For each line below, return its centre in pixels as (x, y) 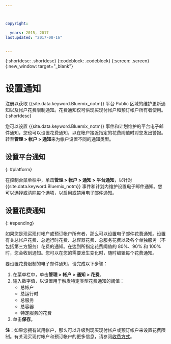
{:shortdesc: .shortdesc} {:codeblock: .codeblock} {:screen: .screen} (77, 61)
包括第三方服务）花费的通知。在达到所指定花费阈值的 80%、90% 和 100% (83, 246)
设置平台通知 (25, 157)
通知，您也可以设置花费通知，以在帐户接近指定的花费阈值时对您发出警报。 (88, 133)
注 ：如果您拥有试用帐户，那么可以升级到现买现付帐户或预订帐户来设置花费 (83, 330)
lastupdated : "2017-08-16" (34, 37)
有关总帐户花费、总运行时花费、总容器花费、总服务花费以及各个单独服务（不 (85, 240)
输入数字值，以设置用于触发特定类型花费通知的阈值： (68, 281)
